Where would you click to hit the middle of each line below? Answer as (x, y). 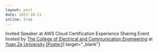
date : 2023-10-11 (23, 15)
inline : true (19, 19)
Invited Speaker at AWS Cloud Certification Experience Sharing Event (77, 34)
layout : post (19, 10)
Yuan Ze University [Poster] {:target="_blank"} (53, 44)
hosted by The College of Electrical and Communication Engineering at (79, 39)
